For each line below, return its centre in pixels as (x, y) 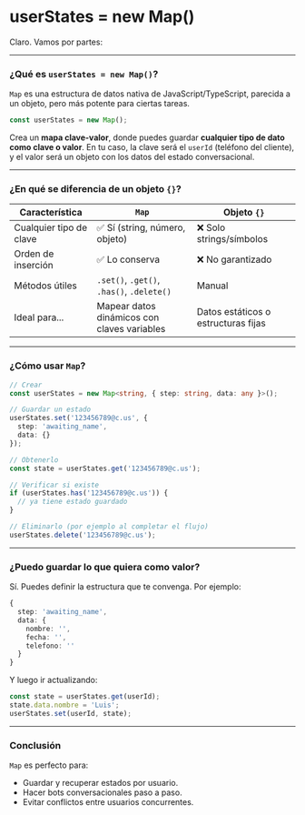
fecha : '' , (46, 637)
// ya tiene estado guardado (73, 502)
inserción (34, 266)
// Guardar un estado (50, 410)
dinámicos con (128, 317)
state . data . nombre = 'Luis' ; (64, 705)
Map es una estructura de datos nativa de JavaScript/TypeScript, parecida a (150, 94)
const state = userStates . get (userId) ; (85, 697)
